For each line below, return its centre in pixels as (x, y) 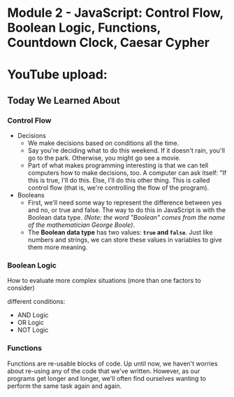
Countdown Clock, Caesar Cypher (108, 43)
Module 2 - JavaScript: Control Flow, (115, 13)
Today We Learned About (64, 100)
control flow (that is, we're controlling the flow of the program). (118, 188)
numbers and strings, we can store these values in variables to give (125, 240)
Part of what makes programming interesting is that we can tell (118, 165)
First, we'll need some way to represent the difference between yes (125, 203)
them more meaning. (58, 247)
